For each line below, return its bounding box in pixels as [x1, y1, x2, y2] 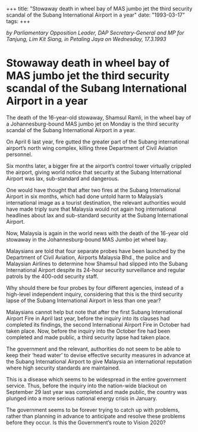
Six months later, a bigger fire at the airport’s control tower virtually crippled [6, 162, 191, 169]
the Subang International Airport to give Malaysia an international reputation [6, 358, 192, 365]
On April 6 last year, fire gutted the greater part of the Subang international [6, 138, 189, 145]
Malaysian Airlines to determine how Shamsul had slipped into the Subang [6, 260, 188, 267]
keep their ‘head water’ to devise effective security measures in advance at [6, 351, 191, 359]
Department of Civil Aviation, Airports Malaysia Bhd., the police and [6, 253, 171, 261]
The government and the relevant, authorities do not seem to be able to [6, 345, 181, 352]
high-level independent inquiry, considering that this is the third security [6, 290, 183, 298]
